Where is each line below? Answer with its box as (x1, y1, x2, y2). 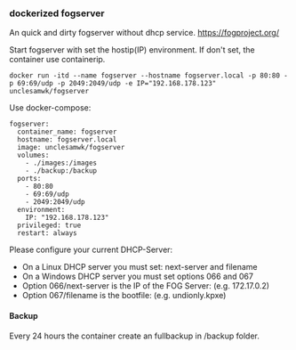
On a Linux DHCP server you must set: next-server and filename (21, 262, 258, 273)
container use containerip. (9, 54, 106, 65)
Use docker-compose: (9, 102, 92, 113)
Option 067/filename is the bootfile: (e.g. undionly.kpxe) (21, 290, 227, 301)
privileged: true (17, 221, 82, 230)
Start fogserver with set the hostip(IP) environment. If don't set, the (9, 45, 255, 55)
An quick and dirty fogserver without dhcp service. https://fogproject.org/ (9, 28, 280, 38)
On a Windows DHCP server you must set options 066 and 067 (21, 271, 253, 282)
